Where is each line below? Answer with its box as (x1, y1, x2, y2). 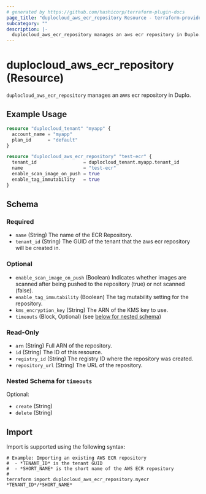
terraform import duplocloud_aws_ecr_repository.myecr (6, 476, 150, 483)
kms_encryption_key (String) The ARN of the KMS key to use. (15, 306, 169, 313)
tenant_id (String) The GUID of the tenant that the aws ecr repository (15, 238, 190, 245)
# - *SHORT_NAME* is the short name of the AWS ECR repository (6, 466, 174, 472)
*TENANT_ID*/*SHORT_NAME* (6, 482, 72, 488)
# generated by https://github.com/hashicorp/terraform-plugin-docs (6, 9, 185, 15)
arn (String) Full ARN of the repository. (15, 341, 112, 349)
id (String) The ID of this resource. (15, 348, 103, 355)
